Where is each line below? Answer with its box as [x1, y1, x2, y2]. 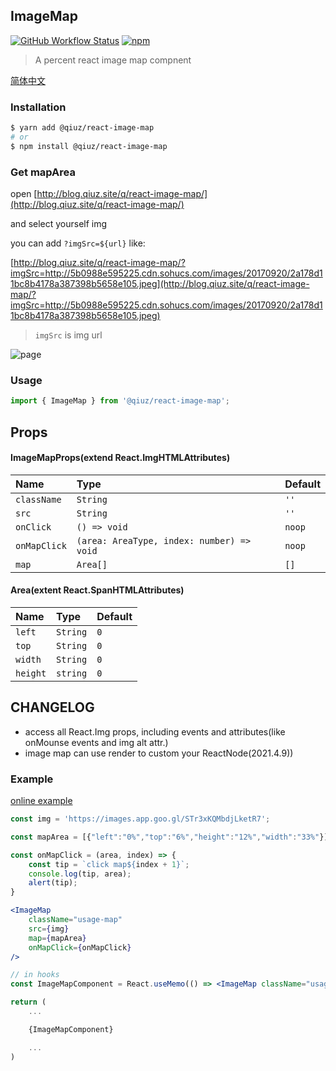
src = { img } [28, 924, 70, 934]
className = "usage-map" [28, 915, 123, 925]
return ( [10, 997, 47, 1008]
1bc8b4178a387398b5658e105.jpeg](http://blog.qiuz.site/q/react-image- [10, 278, 310, 290]
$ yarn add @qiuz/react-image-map [10, 123, 155, 133]
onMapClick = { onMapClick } [28, 942, 132, 953]
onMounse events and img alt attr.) [24, 736, 169, 748]
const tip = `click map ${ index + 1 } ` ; [28, 859, 190, 869]
